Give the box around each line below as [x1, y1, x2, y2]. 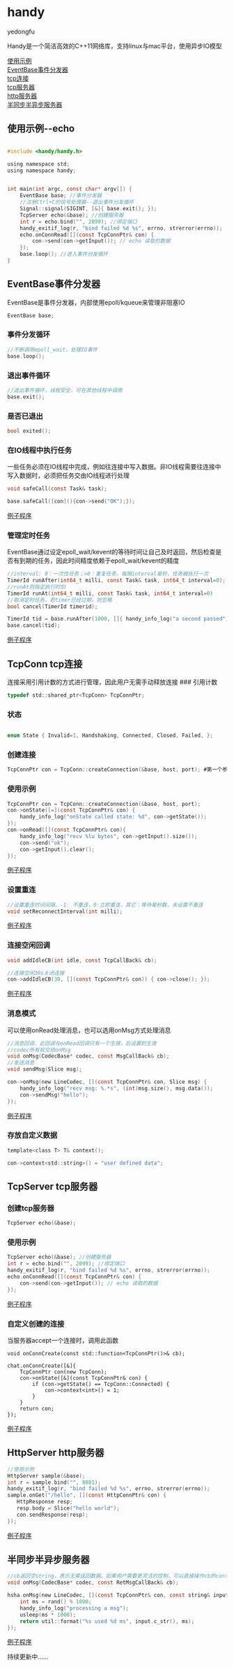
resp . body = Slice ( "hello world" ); [16, 1505, 120, 1512]
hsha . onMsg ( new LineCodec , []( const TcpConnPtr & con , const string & [7, 1592, 210, 1599]
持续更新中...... [7, 1652, 49, 1661]
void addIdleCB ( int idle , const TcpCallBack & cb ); [7, 957, 157, 964]
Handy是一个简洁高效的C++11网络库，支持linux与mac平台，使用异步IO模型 [7, 41, 222, 50]
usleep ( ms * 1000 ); [19, 1611, 77, 1618]
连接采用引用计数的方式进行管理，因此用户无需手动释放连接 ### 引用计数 [7, 677, 218, 686]
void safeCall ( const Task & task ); [7, 485, 108, 493]
